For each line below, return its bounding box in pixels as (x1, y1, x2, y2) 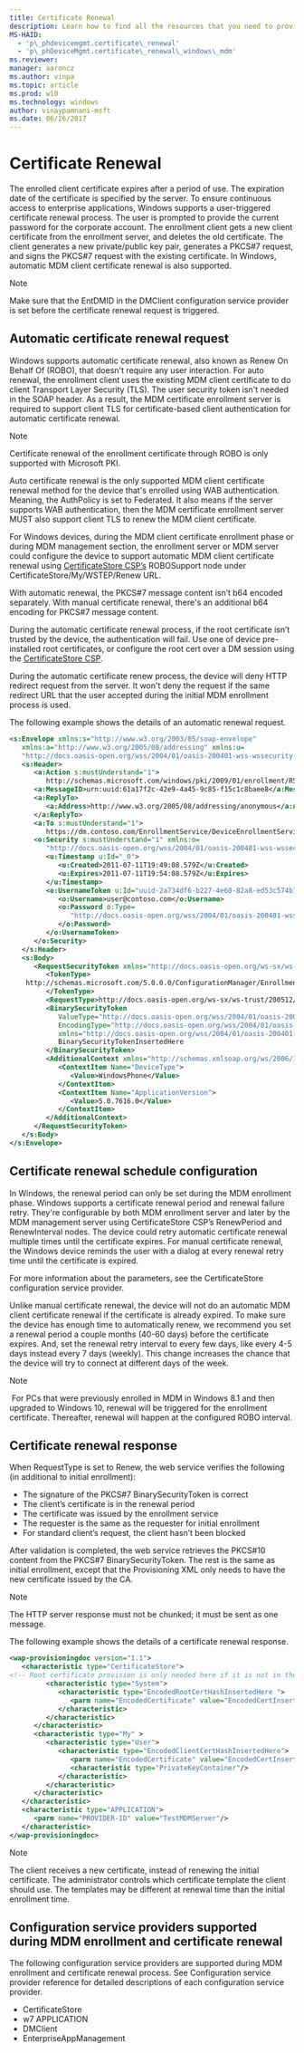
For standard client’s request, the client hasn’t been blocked (22, 1528, 246, 1539)
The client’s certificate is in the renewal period (22, 1499, 195, 1510)
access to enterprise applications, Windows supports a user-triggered (9, 203, 271, 214)
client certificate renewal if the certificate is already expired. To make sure (9, 1310, 287, 1320)
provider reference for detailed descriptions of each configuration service (9, 1977, 285, 1988)
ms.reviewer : (9, 55, 59, 64)
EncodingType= (57, 1021, 111, 1030)
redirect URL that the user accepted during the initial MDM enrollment (9, 689, 269, 700)
